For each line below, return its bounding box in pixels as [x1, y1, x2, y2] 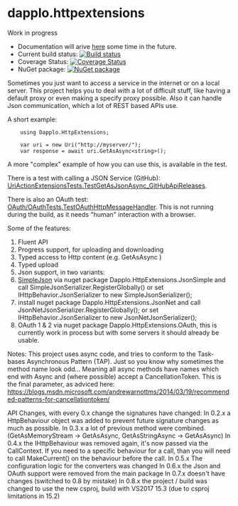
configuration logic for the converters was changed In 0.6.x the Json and [7, 461, 221, 470]
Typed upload [17, 260, 59, 269]
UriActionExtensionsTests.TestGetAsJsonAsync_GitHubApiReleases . [7, 181, 207, 190]
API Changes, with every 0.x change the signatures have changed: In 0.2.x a [7, 409, 231, 417]
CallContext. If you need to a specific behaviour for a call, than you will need [7, 446, 231, 455]
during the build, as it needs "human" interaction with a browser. [7, 210, 196, 218]
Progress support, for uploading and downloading [17, 245, 164, 254]
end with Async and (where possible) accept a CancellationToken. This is [7, 372, 222, 381]
